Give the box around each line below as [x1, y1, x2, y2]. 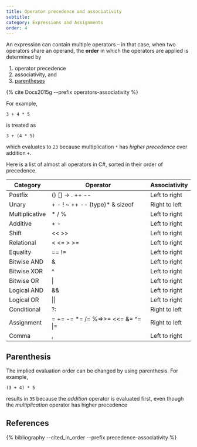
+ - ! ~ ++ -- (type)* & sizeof [52, 201, 134, 209]
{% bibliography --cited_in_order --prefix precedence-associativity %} [6, 434, 177, 441]
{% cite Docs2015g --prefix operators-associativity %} [6, 89, 139, 96]
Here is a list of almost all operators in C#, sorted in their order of [6, 161, 163, 168]
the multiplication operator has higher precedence [6, 401, 128, 408]
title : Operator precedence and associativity [6, 8, 122, 15]
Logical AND [9, 286, 44, 294]
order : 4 [6, 25, 28, 31]
